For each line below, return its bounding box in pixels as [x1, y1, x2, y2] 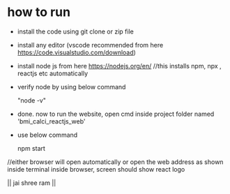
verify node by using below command [17, 82, 126, 91]
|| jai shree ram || [7, 179, 56, 187]
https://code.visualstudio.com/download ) [17, 48, 136, 57]
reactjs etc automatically [17, 69, 89, 77]
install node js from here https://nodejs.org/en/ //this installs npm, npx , [17, 61, 222, 70]
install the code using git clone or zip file [17, 27, 134, 36]
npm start [17, 144, 45, 152]
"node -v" [17, 96, 47, 105]
